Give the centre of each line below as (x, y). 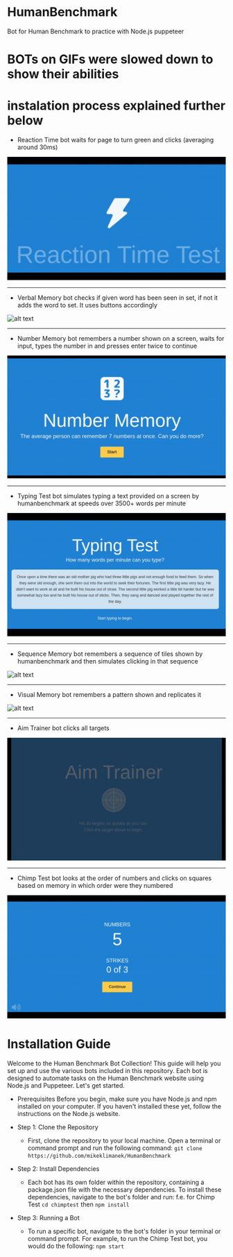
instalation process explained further (116, 106)
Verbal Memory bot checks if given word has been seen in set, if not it (118, 297)
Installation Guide (59, 1044)
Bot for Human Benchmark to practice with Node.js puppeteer (96, 31)
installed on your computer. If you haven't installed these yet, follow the (119, 1106)
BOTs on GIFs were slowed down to (110, 59)
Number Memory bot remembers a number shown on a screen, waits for (121, 338)
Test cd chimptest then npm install (78, 1204)
